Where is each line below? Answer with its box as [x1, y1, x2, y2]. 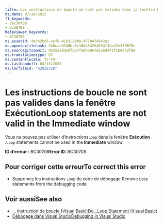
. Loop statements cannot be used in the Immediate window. [5, 139, 124, 145]
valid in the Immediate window [5, 118, 130, 129]
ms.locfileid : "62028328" [5, 66, 57, 71]
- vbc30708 [5, 20, 27, 26]
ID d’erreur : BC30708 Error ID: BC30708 [5, 149, 86, 154]
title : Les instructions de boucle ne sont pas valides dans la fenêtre [5, 7, 155, 12]
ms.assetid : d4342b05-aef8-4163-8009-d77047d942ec [5, 39, 110, 44]
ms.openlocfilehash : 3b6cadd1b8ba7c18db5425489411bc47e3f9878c [5, 43, 136, 48]
